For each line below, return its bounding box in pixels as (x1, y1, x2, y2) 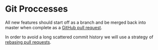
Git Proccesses (5, 3, 68, 15)
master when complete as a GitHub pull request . (5, 24, 103, 30)
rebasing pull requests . (5, 39, 51, 45)
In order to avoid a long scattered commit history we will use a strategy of (5, 34, 154, 40)
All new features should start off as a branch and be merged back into (5, 19, 146, 25)
